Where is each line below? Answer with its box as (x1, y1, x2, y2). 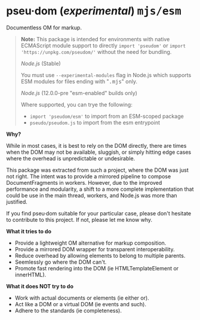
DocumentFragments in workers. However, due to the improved (6, 179, 162, 186)
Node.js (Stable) (20, 60, 61, 67)
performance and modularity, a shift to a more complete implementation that (6, 185, 194, 193)
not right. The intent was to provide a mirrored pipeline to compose (6, 172, 171, 180)
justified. (6, 198, 28, 205)
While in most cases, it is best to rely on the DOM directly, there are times (6, 142, 187, 149)
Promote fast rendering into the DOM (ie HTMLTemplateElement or (14, 264, 179, 272)
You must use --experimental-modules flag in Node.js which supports (20, 71, 192, 78)
